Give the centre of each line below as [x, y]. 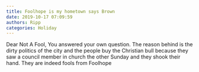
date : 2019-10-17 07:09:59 [39, 17]
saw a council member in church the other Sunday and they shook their [93, 57]
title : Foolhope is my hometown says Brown [61, 11]
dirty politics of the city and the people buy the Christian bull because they [97, 51]
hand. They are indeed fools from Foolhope [59, 63]
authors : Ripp [24, 22]
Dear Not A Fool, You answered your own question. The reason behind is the [99, 44]
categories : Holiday [32, 28]
